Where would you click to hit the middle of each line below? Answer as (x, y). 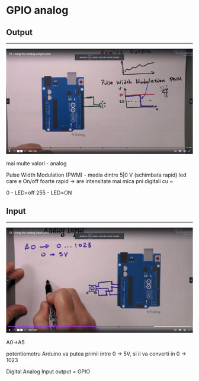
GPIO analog (37, 10)
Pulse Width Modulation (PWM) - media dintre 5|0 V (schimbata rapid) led (96, 175)
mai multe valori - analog (36, 163)
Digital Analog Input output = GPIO (48, 372)
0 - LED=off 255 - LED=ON (39, 193)
